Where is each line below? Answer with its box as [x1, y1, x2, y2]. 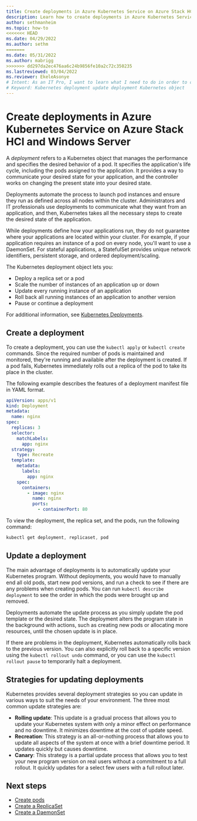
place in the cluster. [6, 368, 54, 375]
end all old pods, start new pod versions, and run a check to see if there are [6, 579, 189, 586]
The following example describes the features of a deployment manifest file [6, 379, 189, 387]
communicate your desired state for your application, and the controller [6, 173, 179, 180]
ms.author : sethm [6, 42, 49, 48]
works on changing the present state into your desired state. [6, 179, 152, 186]
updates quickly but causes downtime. [14, 745, 108, 752]
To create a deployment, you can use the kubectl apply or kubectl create [6, 344, 185, 351]
